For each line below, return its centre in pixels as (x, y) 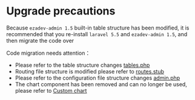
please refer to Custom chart (51, 90)
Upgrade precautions (61, 11)
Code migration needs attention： (48, 53)
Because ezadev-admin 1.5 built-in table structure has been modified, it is (98, 28)
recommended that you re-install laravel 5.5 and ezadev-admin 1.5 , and (97, 34)
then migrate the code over (40, 40)
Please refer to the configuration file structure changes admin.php (97, 78)
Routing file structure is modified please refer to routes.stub (90, 71)
